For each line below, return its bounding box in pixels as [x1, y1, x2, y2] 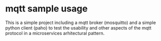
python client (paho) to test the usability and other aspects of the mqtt [5, 24, 152, 30]
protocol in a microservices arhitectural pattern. [5, 30, 105, 36]
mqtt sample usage [5, 3, 88, 14]
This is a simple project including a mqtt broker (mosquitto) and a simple [5, 19, 156, 25]
